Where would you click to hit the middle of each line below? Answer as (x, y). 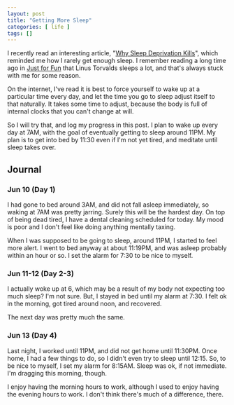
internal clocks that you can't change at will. (71, 111)
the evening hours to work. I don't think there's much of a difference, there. (115, 394)
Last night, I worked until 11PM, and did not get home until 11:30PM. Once (112, 350)
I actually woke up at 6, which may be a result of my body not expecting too (116, 289)
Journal (24, 169)
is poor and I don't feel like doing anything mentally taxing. (92, 227)
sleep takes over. (32, 147)
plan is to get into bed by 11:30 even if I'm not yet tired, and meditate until (112, 140)
